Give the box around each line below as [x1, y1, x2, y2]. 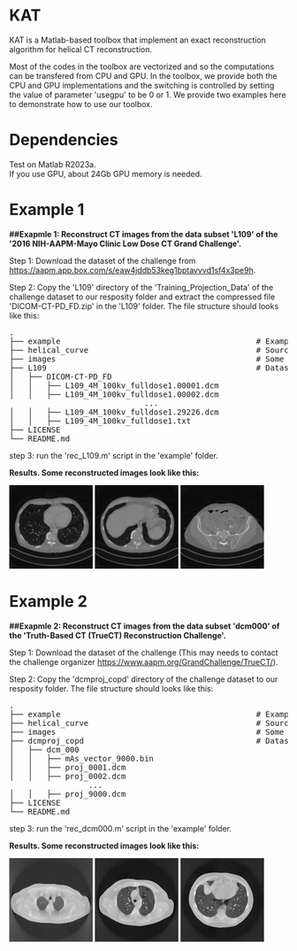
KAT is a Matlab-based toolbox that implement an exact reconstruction [9, 35, 267, 45]
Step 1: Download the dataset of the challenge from [9, 255, 196, 266]
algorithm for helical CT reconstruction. [9, 43, 153, 54]
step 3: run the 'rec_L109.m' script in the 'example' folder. [9, 450, 218, 460]
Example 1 [9, 200, 85, 220]
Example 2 [9, 591, 88, 612]
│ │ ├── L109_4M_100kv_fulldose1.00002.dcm [9, 389, 219, 399]
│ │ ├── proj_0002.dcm [9, 771, 126, 781]
